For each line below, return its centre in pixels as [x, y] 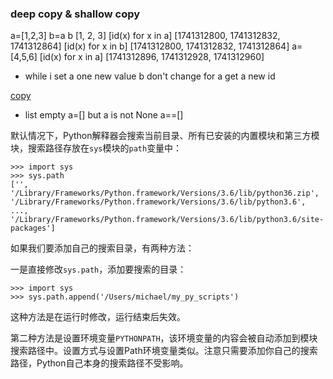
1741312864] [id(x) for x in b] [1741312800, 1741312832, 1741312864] [150, 46]
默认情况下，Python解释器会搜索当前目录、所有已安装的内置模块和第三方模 [165, 136]
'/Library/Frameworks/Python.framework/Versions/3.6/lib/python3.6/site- [167, 220]
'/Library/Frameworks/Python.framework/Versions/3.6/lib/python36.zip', [165, 193]
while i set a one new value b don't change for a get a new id [150, 76]
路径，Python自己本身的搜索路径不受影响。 [99, 363]
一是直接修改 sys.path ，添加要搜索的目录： [98, 269]
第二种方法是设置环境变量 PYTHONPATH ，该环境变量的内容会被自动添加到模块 [164, 338]
